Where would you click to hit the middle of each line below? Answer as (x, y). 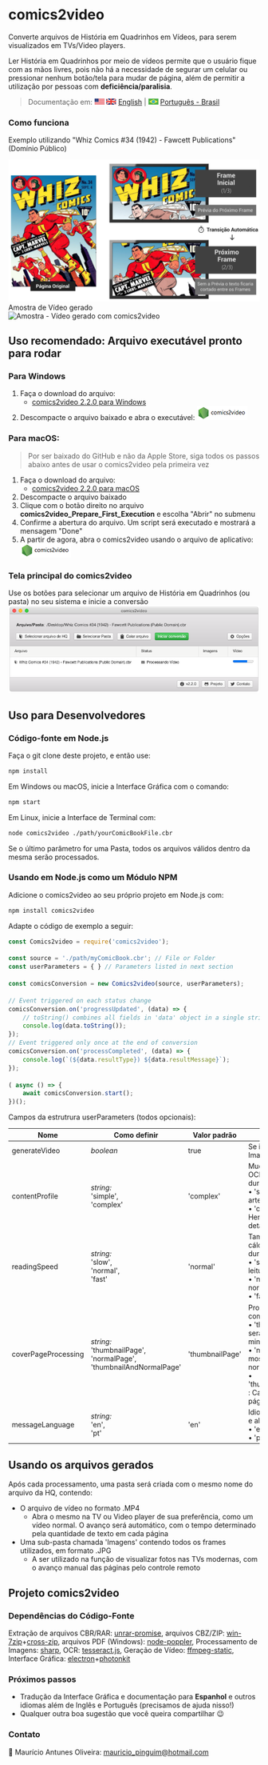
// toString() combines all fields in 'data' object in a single (134, 1018)
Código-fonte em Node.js (59, 738)
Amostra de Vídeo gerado (51, 307)
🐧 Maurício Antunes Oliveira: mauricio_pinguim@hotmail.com (108, 1752)
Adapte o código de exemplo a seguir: (71, 926)
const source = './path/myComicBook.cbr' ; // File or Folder (112, 959)
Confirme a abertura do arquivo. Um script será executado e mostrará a (138, 522)
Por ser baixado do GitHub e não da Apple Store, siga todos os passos (144, 456)
